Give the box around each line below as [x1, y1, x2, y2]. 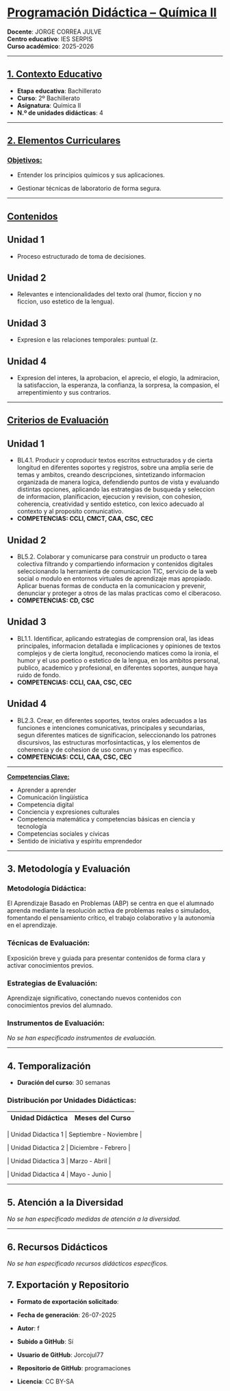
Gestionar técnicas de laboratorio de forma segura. [16, 184, 162, 193]
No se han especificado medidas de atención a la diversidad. [7, 1215, 181, 1223]
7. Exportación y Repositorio [7, 1279, 129, 1291]
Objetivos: [7, 156, 42, 165]
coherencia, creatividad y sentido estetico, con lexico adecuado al [16, 500, 204, 509]
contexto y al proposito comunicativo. [16, 507, 124, 515]
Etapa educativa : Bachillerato [16, 86, 101, 95]
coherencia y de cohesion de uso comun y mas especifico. [16, 745, 183, 753]
